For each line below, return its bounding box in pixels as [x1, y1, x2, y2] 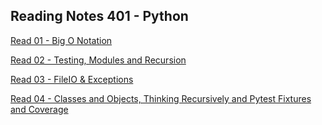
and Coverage [10, 103, 69, 115]
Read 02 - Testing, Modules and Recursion [10, 54, 187, 66]
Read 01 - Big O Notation [10, 34, 113, 46]
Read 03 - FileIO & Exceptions [10, 73, 134, 85]
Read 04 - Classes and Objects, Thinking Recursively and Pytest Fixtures [10, 92, 312, 104]
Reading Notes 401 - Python [10, 8, 189, 25]
